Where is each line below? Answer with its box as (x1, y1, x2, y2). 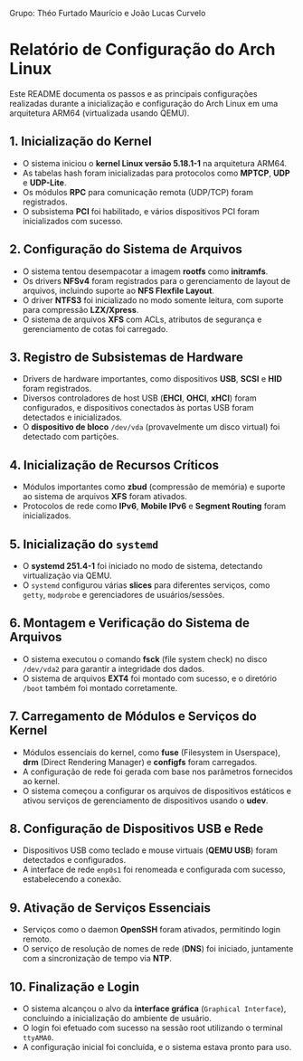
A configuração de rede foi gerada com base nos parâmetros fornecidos (22, 766, 294, 777)
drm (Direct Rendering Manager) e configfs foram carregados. (22, 756, 258, 767)
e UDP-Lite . (22, 176, 67, 188)
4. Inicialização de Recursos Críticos (9, 457, 220, 473)
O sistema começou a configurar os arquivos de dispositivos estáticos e (22, 785, 292, 796)
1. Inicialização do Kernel (9, 134, 152, 149)
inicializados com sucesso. (22, 215, 124, 226)
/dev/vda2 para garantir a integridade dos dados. (22, 663, 205, 674)
